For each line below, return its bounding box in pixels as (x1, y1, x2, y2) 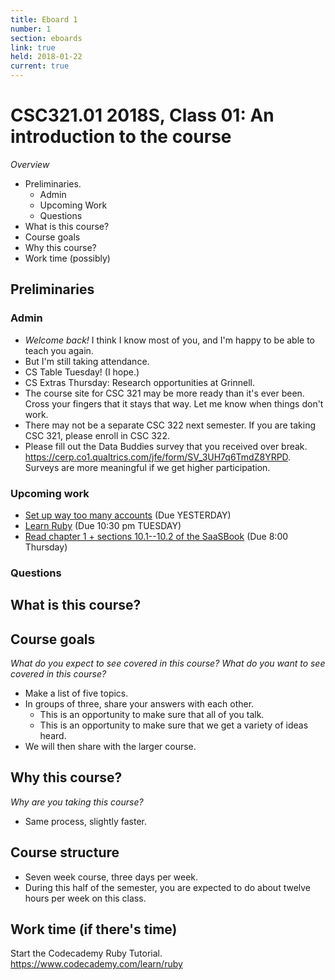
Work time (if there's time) (10, 921, 178, 938)
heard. (39, 730, 67, 742)
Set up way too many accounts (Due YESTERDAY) (24, 509, 232, 521)
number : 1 (10, 24, 52, 34)
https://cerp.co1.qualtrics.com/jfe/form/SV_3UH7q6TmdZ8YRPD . (24, 451, 292, 463)
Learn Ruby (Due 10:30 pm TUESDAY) (24, 519, 182, 531)
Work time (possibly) (24, 252, 111, 264)
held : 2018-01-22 (10, 52, 83, 62)
